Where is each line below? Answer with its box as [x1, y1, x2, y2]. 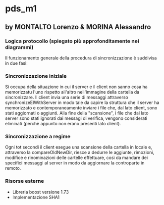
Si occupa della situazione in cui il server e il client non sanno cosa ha [5, 84, 148, 90]
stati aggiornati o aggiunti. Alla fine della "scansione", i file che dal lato [5, 110, 149, 116]
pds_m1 [5, 3, 37, 14]
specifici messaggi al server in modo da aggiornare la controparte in [5, 160, 145, 166]
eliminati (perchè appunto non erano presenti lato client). [5, 121, 121, 127]
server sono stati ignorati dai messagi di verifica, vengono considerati [5, 115, 148, 121]
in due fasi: [5, 60, 28, 66]
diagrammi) [5, 44, 34, 51]
